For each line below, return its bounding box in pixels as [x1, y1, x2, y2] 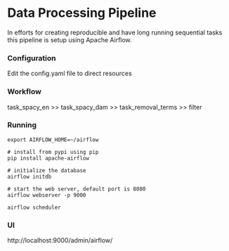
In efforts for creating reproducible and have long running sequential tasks [7, 28, 223, 37]
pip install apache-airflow [7, 155, 90, 162]
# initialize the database [7, 167, 86, 174]
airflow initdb [7, 173, 52, 180]
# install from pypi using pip [7, 148, 99, 155]
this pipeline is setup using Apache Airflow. [7, 35, 132, 44]
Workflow [7, 86, 42, 96]
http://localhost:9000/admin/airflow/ [7, 236, 113, 245]
